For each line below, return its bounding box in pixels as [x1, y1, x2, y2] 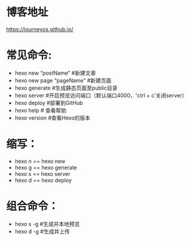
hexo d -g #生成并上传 [14, 228, 70, 235]
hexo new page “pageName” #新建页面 [14, 77, 112, 84]
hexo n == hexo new [14, 157, 66, 164]
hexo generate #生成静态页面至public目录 [14, 84, 118, 91]
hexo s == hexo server [14, 170, 71, 177]
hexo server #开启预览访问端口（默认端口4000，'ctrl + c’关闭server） [14, 91, 188, 99]
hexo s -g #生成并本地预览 [14, 220, 80, 227]
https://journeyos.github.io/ [6, 25, 73, 33]
